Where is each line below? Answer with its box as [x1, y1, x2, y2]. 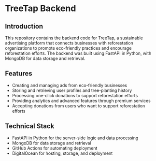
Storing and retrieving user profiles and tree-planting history [12, 88, 132, 93]
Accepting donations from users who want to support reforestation [12, 102, 145, 109]
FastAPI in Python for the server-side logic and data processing [12, 135, 139, 141]
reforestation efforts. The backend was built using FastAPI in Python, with [5, 50, 152, 56]
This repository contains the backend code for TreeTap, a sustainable [5, 35, 143, 41]
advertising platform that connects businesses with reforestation [5, 40, 134, 46]
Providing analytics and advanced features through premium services [12, 98, 151, 103]
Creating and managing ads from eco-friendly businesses [12, 82, 127, 88]
